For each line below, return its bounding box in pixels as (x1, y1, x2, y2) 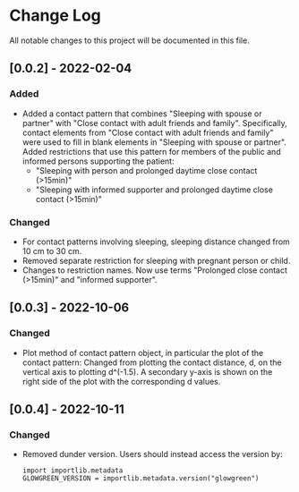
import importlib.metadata (21, 466, 124, 475)
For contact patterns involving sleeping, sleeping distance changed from (21, 236, 291, 247)
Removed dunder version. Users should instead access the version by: (21, 449, 284, 460)
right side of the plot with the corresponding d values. (21, 376, 221, 386)
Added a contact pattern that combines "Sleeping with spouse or (21, 108, 262, 119)
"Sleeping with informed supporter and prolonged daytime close (35, 184, 273, 195)
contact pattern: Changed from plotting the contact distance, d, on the (21, 357, 282, 368)
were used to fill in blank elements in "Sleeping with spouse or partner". (21, 136, 286, 148)
